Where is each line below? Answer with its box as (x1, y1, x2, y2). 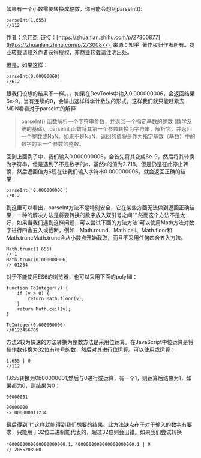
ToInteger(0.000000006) (6, 322, 66, 328)
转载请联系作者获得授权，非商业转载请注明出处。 (11, 49, 133, 56)
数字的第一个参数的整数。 (20, 140, 85, 147)
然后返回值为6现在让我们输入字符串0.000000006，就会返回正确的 (16, 168, 181, 175)
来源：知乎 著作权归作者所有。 (113, 41, 190, 48)
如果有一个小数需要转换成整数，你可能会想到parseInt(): (6, 5, 143, 12)
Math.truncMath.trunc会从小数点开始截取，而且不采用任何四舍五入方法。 (6, 234, 187, 241)
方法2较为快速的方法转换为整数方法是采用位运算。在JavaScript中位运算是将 (6, 339, 194, 345)
